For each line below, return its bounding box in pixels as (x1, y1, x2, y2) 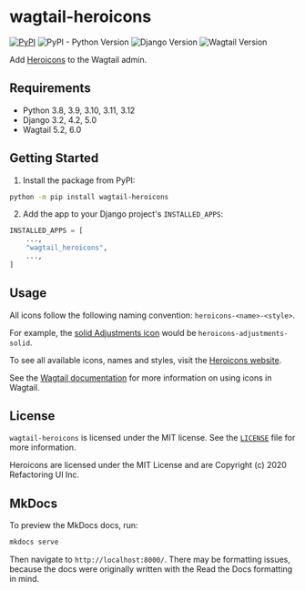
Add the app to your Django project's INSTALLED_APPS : (22, 209, 224, 219)
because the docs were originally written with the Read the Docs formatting (9, 564, 293, 575)
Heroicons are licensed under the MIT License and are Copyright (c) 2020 (9, 460, 287, 471)
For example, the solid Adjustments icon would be (9, 327, 197, 338)
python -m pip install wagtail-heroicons (9, 192, 169, 201)
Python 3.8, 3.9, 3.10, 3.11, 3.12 (22, 105, 136, 116)
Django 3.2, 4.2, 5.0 (22, 114, 97, 125)
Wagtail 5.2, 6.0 (22, 124, 82, 135)
